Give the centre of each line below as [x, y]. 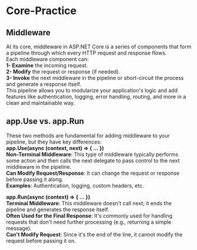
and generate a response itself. [44, 84]
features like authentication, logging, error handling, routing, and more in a [96, 96]
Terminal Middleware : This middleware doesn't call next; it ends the [89, 203]
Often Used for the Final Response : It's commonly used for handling [89, 215]
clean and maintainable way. [41, 103]
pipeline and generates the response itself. [58, 209]
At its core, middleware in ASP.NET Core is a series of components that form [99, 46]
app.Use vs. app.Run [45, 121]
